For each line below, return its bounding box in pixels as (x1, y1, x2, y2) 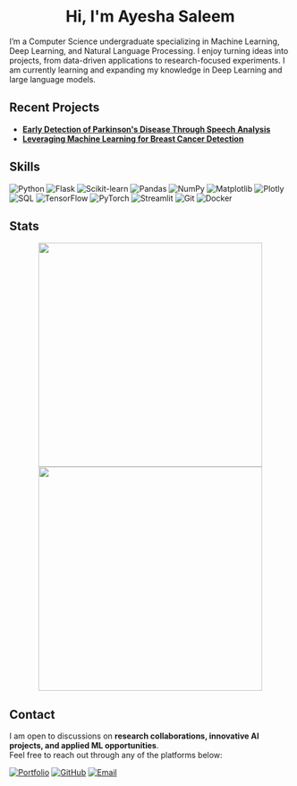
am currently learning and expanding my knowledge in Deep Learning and (9, 65, 283, 75)
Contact (9, 706, 55, 722)
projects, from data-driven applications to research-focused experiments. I (9, 55, 285, 65)
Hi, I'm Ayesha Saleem (65, 6, 235, 27)
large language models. (9, 73, 97, 84)
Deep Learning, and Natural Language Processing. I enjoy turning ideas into (9, 45, 289, 56)
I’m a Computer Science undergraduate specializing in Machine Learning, (9, 36, 280, 47)
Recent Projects (9, 100, 100, 116)
